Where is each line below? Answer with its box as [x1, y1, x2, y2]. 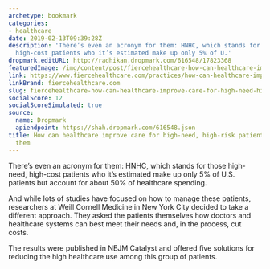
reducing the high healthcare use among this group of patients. [8, 251, 218, 261]
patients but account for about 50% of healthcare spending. [8, 177, 207, 187]
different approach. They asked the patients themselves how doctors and [8, 210, 252, 220]
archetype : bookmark [8, 11, 78, 20]
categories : [8, 19, 48, 27]
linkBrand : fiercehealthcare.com [8, 79, 121, 87]
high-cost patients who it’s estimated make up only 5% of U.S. [29, 169, 235, 179]
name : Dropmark [15, 116, 67, 124]
